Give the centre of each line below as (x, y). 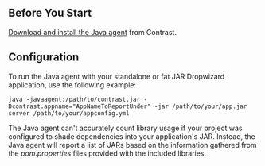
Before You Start (50, 13)
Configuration (44, 58)
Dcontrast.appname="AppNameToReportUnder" (80, 106)
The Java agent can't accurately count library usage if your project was (125, 128)
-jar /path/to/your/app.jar (201, 106)
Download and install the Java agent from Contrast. (93, 32)
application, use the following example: (72, 85)
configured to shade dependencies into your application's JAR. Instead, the (132, 136)
